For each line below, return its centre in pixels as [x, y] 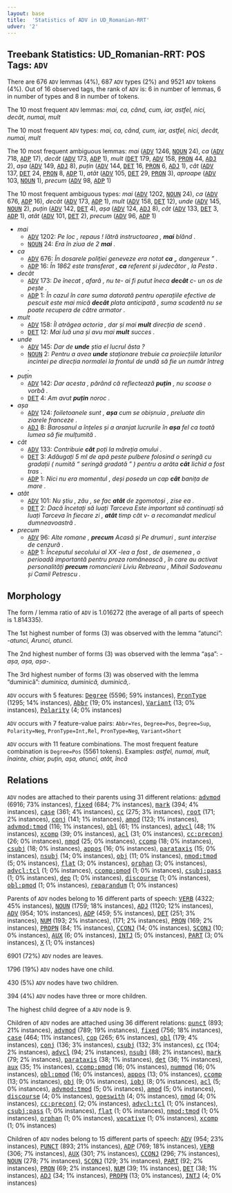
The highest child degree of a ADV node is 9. [69, 1009]
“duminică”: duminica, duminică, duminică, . [69, 682]
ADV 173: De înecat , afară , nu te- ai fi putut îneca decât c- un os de [125, 281]
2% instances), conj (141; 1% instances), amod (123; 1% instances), [103, 819]
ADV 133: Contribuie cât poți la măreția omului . [95, 449]
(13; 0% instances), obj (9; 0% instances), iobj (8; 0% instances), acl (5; [114, 1081]
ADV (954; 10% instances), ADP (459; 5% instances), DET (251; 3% [101, 913]
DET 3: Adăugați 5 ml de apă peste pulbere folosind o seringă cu [119, 457]
